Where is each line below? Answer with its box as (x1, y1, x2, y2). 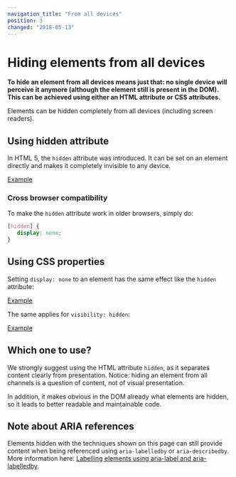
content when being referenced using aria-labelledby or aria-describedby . (7, 446, 230, 456)
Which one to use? (7, 345, 92, 357)
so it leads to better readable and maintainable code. (7, 399, 162, 408)
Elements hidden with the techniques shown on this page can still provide (7, 439, 223, 448)
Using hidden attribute (7, 135, 109, 147)
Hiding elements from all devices (7, 54, 205, 70)
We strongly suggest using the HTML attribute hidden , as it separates (7, 363, 210, 372)
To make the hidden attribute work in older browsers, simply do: (7, 209, 194, 218)
